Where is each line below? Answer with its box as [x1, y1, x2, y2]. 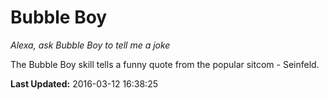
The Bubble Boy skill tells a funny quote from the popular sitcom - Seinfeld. [10, 58, 320, 70]
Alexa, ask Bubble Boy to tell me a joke [10, 39, 171, 51]
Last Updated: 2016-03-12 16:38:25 [10, 77, 158, 90]
